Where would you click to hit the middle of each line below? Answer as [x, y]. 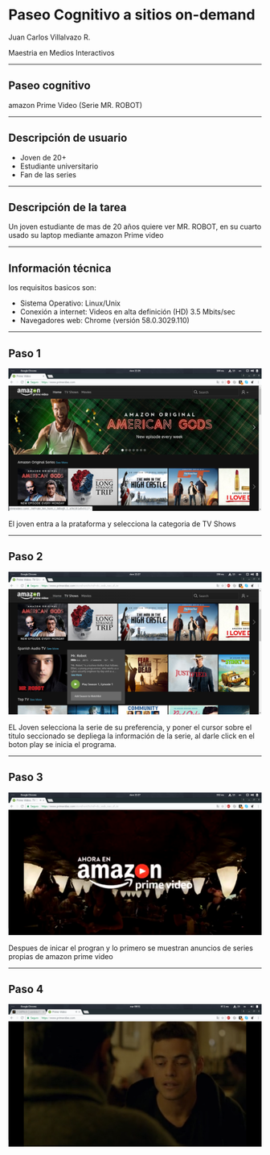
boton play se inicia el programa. [62, 744]
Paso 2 [26, 557]
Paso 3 [26, 777]
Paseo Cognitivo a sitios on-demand [132, 15]
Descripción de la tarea [67, 207]
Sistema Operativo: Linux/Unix [70, 303]
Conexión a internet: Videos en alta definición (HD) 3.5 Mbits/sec [127, 312]
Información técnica [60, 268]
